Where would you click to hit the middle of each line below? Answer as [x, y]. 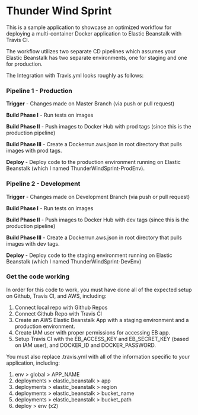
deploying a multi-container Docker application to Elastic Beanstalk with [94, 33]
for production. [24, 64]
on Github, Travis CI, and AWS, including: [56, 296]
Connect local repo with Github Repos [61, 307]
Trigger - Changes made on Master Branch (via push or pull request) [90, 104]
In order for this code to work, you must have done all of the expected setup [99, 289]
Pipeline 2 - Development [43, 184]
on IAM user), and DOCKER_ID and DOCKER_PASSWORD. [85, 345]
